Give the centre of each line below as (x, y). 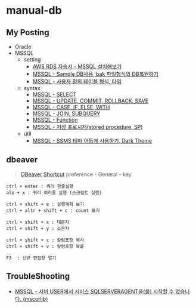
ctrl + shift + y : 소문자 (38, 228)
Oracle (23, 47)
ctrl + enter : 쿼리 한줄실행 (40, 186)
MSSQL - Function (55, 120)
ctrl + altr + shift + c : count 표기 (53, 210)
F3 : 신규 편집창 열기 (31, 258)
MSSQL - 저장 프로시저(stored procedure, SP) (88, 127)
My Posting (28, 33)
